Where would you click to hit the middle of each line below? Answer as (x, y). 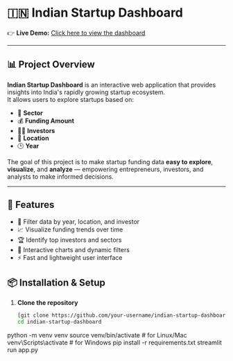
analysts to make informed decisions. (61, 176)
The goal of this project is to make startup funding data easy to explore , (110, 161)
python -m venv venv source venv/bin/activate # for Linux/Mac (97, 335)
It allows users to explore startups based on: (70, 99)
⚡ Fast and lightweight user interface (70, 257)
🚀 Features (31, 205)
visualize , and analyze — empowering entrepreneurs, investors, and (105, 169)
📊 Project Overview (51, 65)
